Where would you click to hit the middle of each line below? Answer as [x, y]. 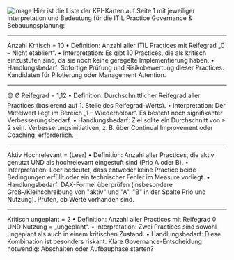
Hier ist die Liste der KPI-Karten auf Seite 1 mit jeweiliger [115, 11]
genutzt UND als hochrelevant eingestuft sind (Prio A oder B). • [98, 162]
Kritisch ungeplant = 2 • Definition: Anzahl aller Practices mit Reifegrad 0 [112, 219]
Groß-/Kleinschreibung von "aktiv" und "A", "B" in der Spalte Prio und [107, 192]
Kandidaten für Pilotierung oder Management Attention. [87, 75]
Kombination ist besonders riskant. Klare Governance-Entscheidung [104, 241]
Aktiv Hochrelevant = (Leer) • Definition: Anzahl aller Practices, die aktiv [111, 155]
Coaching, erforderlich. [41, 135]
